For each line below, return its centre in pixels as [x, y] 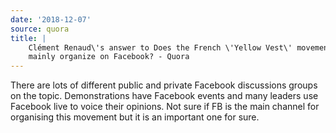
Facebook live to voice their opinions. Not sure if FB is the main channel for [165, 107]
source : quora [40, 29]
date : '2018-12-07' [51, 19]
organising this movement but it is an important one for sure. [135, 117]
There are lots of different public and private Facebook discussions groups [164, 85]
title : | [28, 38]
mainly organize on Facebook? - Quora [109, 57]
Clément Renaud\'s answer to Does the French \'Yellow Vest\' [160, 47]
